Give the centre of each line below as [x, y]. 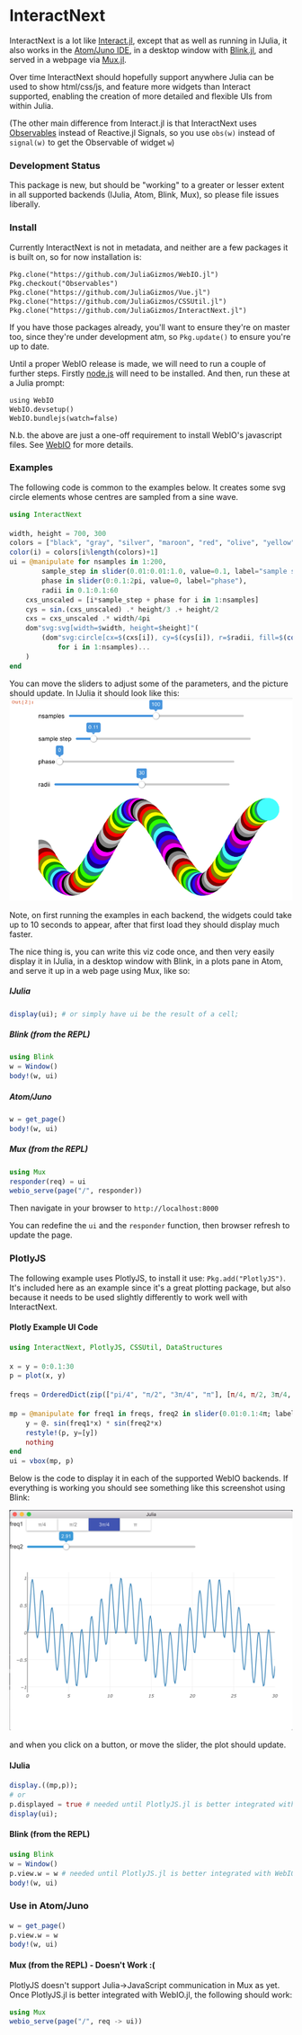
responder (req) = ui [48, 1182]
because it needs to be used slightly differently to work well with [129, 1297]
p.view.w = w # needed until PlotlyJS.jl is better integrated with [140, 1873]
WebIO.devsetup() [42, 409]
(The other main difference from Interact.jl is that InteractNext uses [133, 123]
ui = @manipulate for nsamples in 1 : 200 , [88, 562]
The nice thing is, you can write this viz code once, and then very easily [142, 951]
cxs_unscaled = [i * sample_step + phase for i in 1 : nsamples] [142, 600]
